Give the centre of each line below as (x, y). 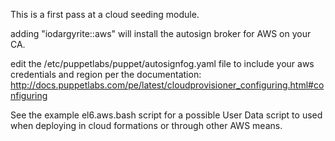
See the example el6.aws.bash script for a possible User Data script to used (166, 115)
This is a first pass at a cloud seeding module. (105, 14)
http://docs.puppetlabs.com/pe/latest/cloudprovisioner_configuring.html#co (167, 85)
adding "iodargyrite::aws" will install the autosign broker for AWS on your (161, 33)
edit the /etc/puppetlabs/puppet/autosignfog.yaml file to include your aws (162, 63)
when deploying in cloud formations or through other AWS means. (146, 125)
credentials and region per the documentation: (106, 74)
